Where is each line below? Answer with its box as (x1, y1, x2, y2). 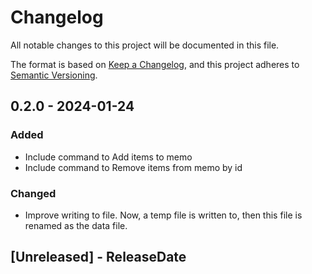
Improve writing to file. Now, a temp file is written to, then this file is (24, 209, 303, 221)
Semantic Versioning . (10, 69, 98, 81)
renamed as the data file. (24, 219, 128, 231)
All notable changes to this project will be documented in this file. (10, 39, 280, 51)
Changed (10, 186, 57, 200)
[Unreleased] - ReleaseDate (10, 249, 187, 266)
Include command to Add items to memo (24, 151, 193, 163)
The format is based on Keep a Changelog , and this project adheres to (10, 58, 300, 70)
